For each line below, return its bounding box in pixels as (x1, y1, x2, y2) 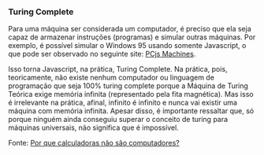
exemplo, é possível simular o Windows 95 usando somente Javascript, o (8, 41, 247, 50)
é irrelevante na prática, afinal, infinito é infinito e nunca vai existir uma (8, 98, 238, 108)
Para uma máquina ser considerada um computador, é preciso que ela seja (8, 24, 252, 34)
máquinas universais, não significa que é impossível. (8, 123, 179, 132)
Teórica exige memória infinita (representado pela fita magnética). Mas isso (8, 90, 254, 99)
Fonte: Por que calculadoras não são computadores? (8, 138, 180, 148)
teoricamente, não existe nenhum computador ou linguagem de (8, 73, 215, 83)
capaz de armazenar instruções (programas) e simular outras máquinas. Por (8, 32, 256, 42)
